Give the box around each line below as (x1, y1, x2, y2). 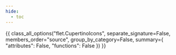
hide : (5, 8, 19, 14)
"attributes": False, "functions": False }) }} (5, 42, 106, 49)
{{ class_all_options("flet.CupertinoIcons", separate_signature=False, (5, 30, 171, 36)
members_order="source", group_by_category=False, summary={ (5, 36, 164, 43)
